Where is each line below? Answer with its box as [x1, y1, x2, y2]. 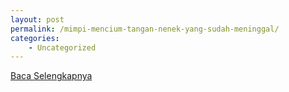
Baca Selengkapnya [10, 70, 93, 82]
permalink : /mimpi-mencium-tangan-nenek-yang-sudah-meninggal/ [10, 24, 280, 34]
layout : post [10, 14, 65, 25]
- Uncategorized [28, 42, 97, 53]
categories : [10, 33, 60, 43]
